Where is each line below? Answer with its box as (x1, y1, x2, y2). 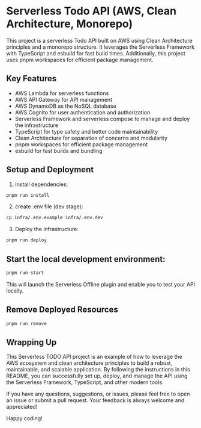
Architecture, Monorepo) (6, 17, 133, 31)
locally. (6, 287, 24, 294)
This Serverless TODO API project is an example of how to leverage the (6, 353, 183, 361)
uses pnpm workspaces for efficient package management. (6, 56, 154, 63)
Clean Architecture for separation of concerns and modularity (14, 134, 168, 141)
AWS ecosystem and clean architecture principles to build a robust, (6, 359, 173, 367)
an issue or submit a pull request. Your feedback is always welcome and (6, 397, 185, 404)
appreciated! (6, 403, 38, 411)
